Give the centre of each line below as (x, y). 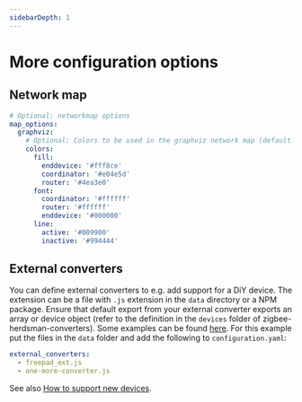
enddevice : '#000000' (82, 216)
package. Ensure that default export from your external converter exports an (151, 310)
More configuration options (114, 61)
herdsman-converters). (53, 328)
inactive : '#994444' (80, 240)
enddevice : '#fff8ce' (82, 166)
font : (43, 191)
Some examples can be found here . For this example (195, 328)
